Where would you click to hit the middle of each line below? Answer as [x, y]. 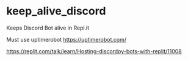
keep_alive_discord [56, 11]
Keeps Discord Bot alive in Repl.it [48, 28]
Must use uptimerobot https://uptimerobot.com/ [67, 39]
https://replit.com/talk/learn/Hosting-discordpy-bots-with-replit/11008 [94, 51]
